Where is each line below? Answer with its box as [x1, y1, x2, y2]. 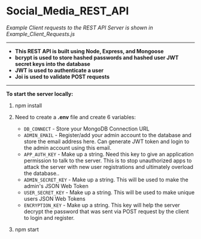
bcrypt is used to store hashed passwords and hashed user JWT [14, 54, 179, 61]
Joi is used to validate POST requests [14, 73, 109, 80]
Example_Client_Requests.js [6, 30, 75, 37]
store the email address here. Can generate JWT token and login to [23, 138, 190, 145]
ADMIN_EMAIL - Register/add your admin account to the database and [23, 131, 191, 138]
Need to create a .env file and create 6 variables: [14, 113, 136, 120]
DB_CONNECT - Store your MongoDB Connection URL [23, 125, 150, 132]
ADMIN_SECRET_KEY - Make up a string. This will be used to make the [23, 176, 188, 183]
